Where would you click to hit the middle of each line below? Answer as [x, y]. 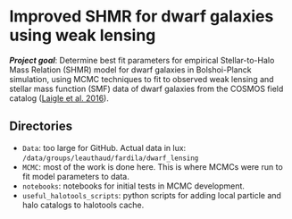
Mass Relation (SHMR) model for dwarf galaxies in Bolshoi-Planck [130, 70]
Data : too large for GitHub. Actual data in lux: [104, 147]
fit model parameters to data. [75, 176]
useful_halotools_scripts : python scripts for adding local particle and [151, 195]
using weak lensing [83, 35]
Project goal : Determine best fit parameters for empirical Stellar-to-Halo [142, 60]
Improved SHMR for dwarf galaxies [142, 17]
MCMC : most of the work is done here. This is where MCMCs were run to [152, 166]
